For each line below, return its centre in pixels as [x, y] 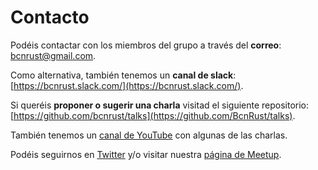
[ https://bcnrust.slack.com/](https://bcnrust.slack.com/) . [127, 85]
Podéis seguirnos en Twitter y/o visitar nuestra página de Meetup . [146, 154]
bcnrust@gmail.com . [53, 55]
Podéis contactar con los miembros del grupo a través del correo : [146, 45]
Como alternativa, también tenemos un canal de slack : [123, 75]
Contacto [50, 17]
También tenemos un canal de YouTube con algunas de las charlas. [149, 135]
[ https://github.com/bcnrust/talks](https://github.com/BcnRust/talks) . [153, 115]
